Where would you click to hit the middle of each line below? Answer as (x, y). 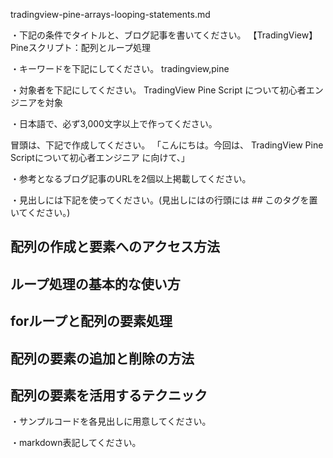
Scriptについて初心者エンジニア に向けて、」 (100, 157)
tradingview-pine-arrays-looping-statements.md (110, 14)
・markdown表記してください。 (76, 443)
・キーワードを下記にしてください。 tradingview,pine (120, 68)
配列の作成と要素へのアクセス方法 (115, 247)
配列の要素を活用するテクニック (109, 395)
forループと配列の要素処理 (91, 321)
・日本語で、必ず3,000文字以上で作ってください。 (114, 123)
